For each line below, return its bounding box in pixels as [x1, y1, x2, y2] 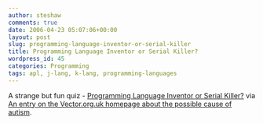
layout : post [8, 33, 51, 41]
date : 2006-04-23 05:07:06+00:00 [8, 26, 118, 34]
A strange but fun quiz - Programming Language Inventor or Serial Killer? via [8, 90, 256, 100]
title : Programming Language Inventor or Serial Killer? [8, 48, 199, 55]
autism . [8, 107, 32, 117]
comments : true [8, 19, 58, 27]
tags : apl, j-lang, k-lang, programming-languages [8, 69, 177, 77]
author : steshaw [8, 11, 61, 19]
